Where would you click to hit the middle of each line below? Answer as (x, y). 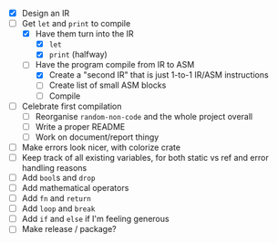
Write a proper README (80, 126)
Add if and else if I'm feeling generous (95, 219)
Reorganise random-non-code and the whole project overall (144, 116)
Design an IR (46, 13)
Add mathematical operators (75, 188)
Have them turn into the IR (84, 34)
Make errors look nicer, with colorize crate (101, 147)
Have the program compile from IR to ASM (115, 65)
